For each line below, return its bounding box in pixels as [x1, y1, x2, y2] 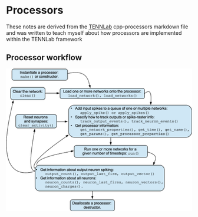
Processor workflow [6, 52, 82, 63]
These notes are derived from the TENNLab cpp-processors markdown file [6, 23, 189, 30]
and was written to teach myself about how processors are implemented [6, 29, 182, 36]
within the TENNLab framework [6, 35, 82, 42]
